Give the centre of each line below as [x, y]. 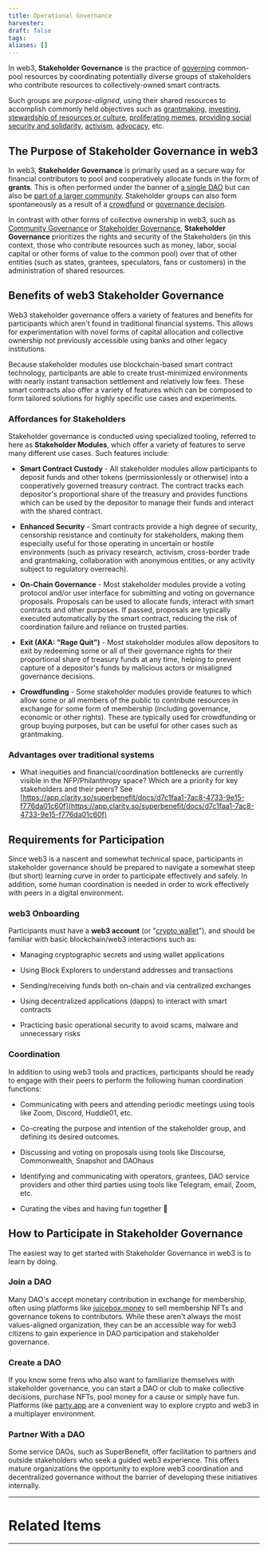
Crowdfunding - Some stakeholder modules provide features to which [136, 692]
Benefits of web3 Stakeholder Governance [116, 296]
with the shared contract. [61, 511]
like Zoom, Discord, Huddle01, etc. [76, 1113]
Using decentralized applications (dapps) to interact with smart [123, 1001]
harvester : [26, 23]
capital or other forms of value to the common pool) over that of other [123, 253]
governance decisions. [57, 676]
